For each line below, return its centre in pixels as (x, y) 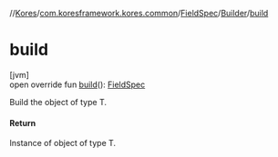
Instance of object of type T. (63, 143)
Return (23, 123)
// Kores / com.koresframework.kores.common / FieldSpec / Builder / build (139, 13)
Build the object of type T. (58, 102)
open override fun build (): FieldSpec (77, 84)
